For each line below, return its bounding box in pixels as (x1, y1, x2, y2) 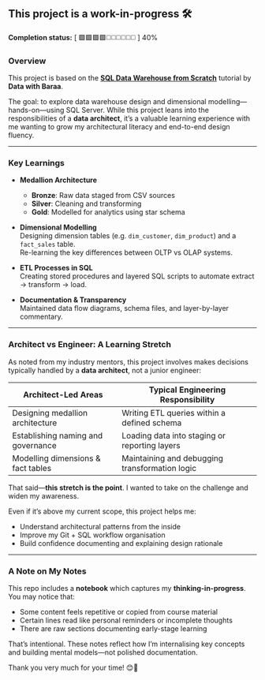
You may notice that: (8, 592, 75, 601)
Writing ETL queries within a (121, 407, 226, 418)
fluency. (8, 130, 35, 140)
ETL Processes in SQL (19, 263, 93, 273)
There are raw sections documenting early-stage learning (19, 624, 207, 633)
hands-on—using (8, 106, 65, 115)
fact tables (12, 462, 52, 473)
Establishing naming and (12, 430, 103, 441)
